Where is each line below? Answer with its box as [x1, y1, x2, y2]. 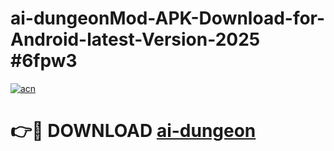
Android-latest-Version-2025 [10, 28, 261, 51]
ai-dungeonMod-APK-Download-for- [10, 7, 326, 30]
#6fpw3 [10, 50, 78, 72]
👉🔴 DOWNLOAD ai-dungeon [10, 120, 257, 142]
